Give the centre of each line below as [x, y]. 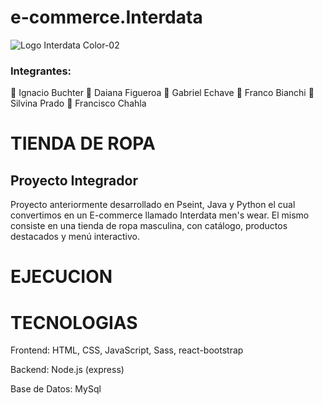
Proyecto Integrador [74, 180]
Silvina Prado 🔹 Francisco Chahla [78, 103]
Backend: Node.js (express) [67, 370]
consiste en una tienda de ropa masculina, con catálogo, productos [149, 226]
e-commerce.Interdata [106, 17]
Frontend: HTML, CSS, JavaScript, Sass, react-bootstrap [127, 350]
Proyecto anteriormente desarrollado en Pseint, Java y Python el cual [153, 205]
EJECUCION [61, 277]
